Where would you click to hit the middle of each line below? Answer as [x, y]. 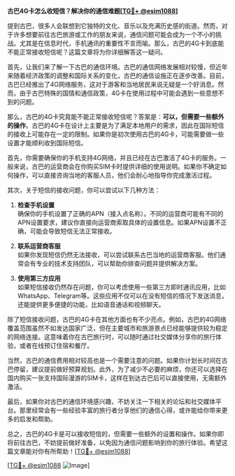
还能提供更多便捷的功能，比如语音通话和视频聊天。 [91, 304]
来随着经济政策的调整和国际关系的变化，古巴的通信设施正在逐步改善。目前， [117, 75]
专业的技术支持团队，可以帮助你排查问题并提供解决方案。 [119, 264]
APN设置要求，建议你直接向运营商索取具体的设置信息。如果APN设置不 [119, 222]
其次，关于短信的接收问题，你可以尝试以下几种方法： [84, 190]
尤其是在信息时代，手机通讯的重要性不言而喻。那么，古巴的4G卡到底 [119, 43]
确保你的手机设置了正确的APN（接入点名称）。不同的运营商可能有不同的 [120, 214]
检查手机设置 [36, 205]
